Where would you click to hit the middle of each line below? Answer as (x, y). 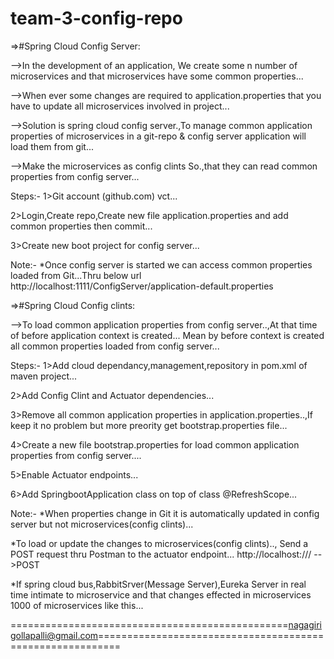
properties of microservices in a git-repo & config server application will (158, 136)
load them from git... (52, 146)
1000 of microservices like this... (77, 605)
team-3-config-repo (96, 18)
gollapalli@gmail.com (54, 635)
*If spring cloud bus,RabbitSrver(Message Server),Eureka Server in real (158, 584)
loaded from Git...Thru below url (76, 275)
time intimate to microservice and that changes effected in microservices (161, 594)
